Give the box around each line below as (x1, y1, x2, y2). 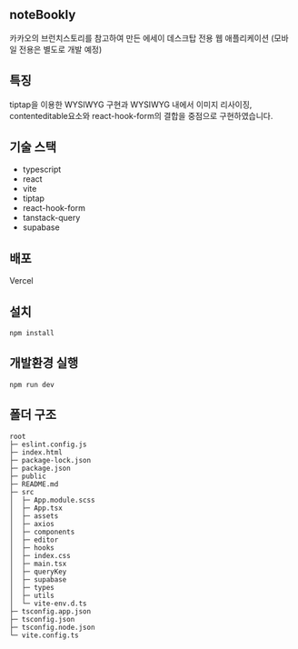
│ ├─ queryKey (9, 567, 67, 576)
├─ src (9, 487, 35, 496)
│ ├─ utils (9, 591, 55, 600)
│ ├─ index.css (9, 551, 71, 560)
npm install (9, 329, 55, 338)
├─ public (9, 472, 47, 481)
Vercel (9, 275, 34, 286)
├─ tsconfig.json (9, 614, 75, 624)
